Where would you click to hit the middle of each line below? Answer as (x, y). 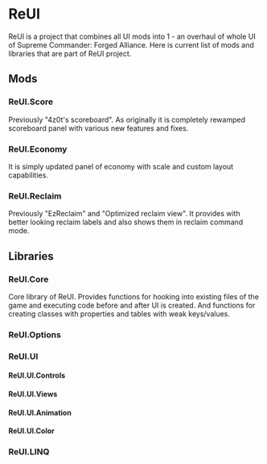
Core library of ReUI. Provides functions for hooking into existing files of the (134, 296)
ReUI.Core (29, 279)
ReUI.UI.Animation (40, 412)
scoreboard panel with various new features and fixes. (99, 128)
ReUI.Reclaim (35, 196)
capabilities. (28, 175)
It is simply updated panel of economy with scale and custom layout (121, 166)
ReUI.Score (31, 102)
